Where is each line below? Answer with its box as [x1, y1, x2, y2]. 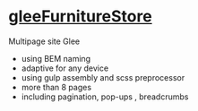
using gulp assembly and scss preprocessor [21, 72, 185, 82]
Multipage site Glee [8, 36, 81, 47]
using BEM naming [21, 53, 91, 64]
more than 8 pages [21, 81, 91, 92]
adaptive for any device [21, 63, 109, 73]
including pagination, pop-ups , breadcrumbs [21, 91, 189, 102]
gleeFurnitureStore [8, 6, 153, 27]
